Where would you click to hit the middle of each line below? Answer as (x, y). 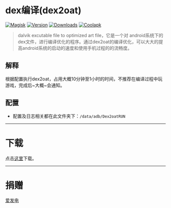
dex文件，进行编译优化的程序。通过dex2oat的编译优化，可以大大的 (88, 42)
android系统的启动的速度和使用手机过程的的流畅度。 (77, 48)
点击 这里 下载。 (21, 158)
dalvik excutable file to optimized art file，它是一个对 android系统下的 (91, 35)
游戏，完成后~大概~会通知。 (35, 85)
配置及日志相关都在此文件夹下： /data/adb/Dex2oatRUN (69, 116)
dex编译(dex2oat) (43, 10)
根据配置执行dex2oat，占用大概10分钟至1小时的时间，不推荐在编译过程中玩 (84, 79)
